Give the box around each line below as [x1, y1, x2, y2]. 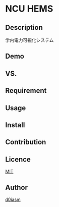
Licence [5, 155, 31, 164]
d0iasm [5, 196, 21, 202]
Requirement [5, 86, 47, 95]
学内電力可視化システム [5, 37, 54, 43]
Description [5, 23, 43, 32]
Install [5, 121, 25, 129]
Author [5, 183, 28, 192]
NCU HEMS [5, 3, 53, 15]
